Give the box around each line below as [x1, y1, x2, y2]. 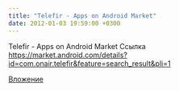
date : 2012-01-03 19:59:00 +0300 [8, 19, 121, 27]
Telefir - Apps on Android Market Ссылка [8, 41, 147, 51]
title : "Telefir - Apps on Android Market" [8, 11, 157, 20]
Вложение [8, 74, 44, 84]
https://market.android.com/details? [8, 50, 127, 60]
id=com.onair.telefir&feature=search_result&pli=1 [8, 58, 171, 68]
